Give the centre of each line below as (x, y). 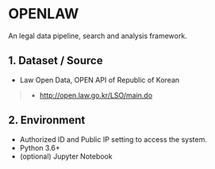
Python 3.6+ (40, 148)
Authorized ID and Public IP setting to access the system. (113, 139)
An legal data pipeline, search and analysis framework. (98, 36)
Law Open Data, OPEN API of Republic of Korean (100, 79)
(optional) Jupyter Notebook (66, 156)
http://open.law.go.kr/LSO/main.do (96, 95)
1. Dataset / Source (56, 61)
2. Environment (47, 120)
